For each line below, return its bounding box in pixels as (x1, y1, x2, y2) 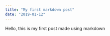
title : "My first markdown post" (5, 7, 75, 12)
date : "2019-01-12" (5, 12, 46, 17)
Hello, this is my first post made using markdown (5, 25, 106, 31)
